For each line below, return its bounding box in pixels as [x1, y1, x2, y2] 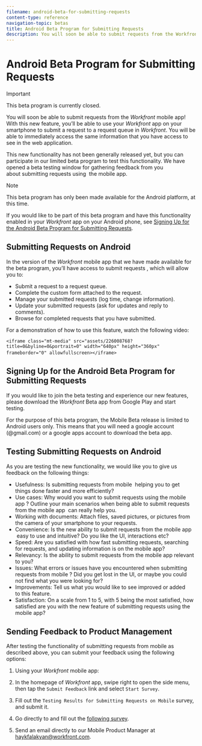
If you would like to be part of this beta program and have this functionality [6, 212, 191, 219]
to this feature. [14, 590, 52, 597]
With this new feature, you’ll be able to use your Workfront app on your [6, 120, 182, 127]
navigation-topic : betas [6, 20, 69, 26]
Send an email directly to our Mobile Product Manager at [14, 727, 155, 734]
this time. [6, 200, 29, 207]
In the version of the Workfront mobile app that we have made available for [6, 258, 192, 265]
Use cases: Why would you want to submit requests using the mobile [14, 494, 186, 501]
